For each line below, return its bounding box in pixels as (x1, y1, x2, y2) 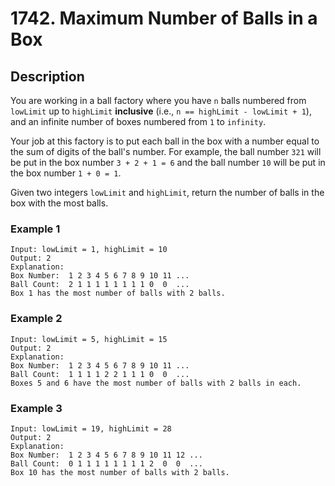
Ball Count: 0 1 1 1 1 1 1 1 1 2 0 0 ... (10, 458, 203, 469)
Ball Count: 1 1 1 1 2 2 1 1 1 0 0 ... (10, 369, 190, 379)
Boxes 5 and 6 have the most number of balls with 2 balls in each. (10, 378, 302, 388)
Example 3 (10, 401, 63, 415)
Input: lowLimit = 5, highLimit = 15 (10, 334, 168, 344)
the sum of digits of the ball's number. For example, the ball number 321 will (10, 146, 322, 157)
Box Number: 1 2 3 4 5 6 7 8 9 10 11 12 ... (10, 450, 203, 460)
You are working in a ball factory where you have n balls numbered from (10, 95, 307, 106)
